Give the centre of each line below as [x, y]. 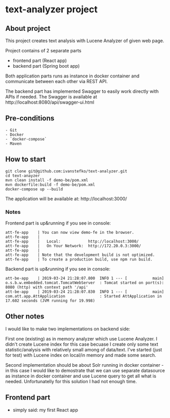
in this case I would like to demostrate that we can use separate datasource [85, 370]
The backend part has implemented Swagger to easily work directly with [82, 91]
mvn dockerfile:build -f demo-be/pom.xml [50, 185]
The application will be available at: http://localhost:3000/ [66, 198]
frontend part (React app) [40, 61]
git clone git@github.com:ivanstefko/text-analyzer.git [66, 171]
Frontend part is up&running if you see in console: [58, 223]
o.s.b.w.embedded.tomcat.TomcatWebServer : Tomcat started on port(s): [85, 283]
